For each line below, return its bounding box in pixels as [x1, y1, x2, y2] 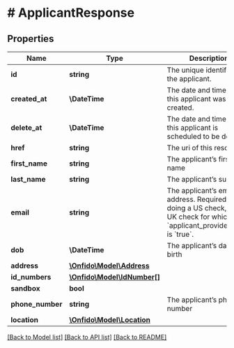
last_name [10, 175, 46, 184]
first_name [10, 159, 47, 168]
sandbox [10, 284, 40, 293]
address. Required [166, 194, 227, 204]
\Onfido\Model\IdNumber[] [69, 273, 160, 282]
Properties [7, 33, 54, 45]
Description [189, 54, 229, 63]
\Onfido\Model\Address [69, 261, 150, 270]
